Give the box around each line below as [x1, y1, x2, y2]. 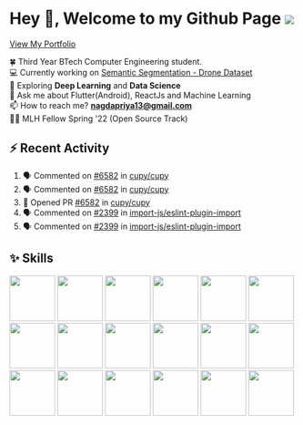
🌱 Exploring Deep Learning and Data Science [9, 79, 181, 90]
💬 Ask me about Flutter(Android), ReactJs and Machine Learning [9, 89, 252, 100]
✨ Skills [9, 251, 55, 266]
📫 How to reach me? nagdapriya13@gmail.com [9, 99, 193, 110]
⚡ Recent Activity [9, 140, 110, 156]
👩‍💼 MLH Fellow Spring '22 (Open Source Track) [9, 113, 188, 124]
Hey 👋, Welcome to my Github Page [9, 8, 282, 29]
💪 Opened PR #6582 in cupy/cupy [22, 196, 150, 208]
